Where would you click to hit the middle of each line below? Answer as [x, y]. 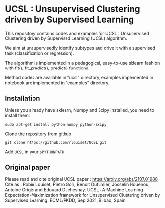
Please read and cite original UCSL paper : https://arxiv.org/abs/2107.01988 [82, 179]
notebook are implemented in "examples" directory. [57, 83]
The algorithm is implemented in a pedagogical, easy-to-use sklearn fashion [82, 63]
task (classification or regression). [40, 53]
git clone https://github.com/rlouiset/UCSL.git [56, 142]
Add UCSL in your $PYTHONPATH [35, 152]
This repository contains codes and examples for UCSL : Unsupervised [77, 33]
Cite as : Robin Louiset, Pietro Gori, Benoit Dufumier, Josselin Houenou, [78, 184]
